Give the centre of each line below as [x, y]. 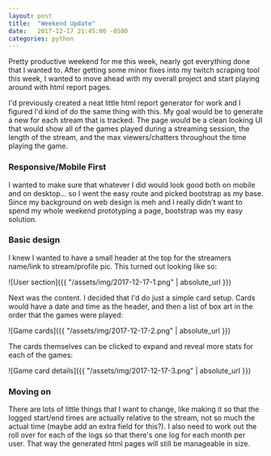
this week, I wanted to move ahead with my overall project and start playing [134, 79]
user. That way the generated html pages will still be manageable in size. [129, 444]
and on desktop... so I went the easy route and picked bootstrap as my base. [136, 193]
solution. [23, 219]
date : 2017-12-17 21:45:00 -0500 [68, 31]
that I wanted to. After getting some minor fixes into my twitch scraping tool [134, 70]
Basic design [34, 240]
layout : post [30, 16]
